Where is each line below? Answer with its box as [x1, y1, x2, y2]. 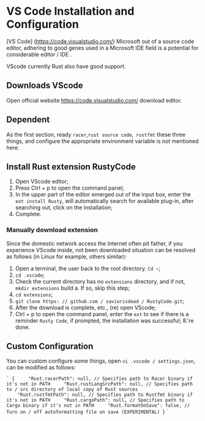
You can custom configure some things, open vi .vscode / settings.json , [6, 357, 196, 365]
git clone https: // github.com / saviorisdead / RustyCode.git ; [15, 297, 185, 304]
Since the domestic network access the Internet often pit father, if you [6, 239, 183, 247]
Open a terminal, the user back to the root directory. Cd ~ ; [15, 265, 161, 272]
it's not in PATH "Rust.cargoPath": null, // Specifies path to [6, 397, 185, 403]
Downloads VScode [6, 80, 84, 91]
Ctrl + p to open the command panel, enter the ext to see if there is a [15, 310, 189, 317]
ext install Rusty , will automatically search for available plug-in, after [15, 198, 194, 205]
